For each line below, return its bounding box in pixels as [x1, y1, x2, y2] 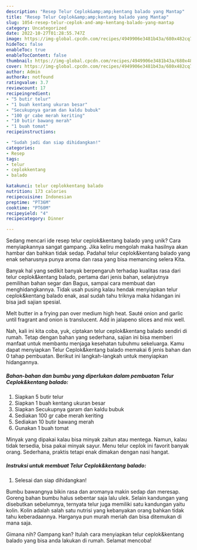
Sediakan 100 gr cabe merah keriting [14, 412, 104, 419]
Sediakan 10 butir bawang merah [14, 418, 94, 425]
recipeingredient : [6, 91, 51, 96]
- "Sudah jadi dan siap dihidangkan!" [6, 139, 101, 145]
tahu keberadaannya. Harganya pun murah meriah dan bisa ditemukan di [6, 513, 182, 521]
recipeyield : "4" [6, 210, 49, 216]
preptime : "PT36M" [6, 199, 51, 205]
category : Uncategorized [6, 25, 67, 31]
